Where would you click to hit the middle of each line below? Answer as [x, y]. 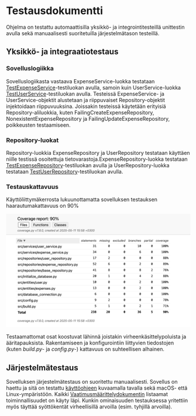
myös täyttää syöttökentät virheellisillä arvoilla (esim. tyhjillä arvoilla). [89, 407]
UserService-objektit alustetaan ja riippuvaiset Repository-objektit [85, 100]
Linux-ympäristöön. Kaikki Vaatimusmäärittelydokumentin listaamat [87, 394]
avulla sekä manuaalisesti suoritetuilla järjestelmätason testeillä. [83, 33]
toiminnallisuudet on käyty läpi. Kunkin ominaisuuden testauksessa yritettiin [97, 401]
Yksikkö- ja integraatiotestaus [62, 52]
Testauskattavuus [32, 187]
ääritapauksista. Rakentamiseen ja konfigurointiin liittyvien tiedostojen [90, 343]
